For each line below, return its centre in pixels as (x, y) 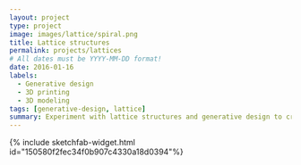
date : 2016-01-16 (42, 68)
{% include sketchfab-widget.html (73, 143)
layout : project (39, 17)
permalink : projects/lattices (66, 51)
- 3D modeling (43, 100)
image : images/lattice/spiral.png (74, 34)
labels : (24, 76)
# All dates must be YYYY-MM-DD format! (86, 59)
